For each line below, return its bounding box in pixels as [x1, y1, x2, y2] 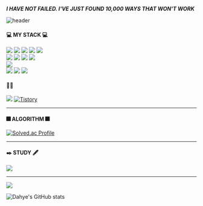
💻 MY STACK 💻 [6, 31, 48, 38]
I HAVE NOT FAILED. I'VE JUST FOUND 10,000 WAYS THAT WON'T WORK [6, 5, 195, 12]
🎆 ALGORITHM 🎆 [6, 115, 50, 123]
